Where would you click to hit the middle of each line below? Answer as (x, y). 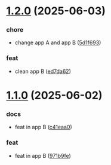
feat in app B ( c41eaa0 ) (44, 127)
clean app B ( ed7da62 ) (43, 71)
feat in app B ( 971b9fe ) (43, 155)
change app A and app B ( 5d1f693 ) (58, 42)
